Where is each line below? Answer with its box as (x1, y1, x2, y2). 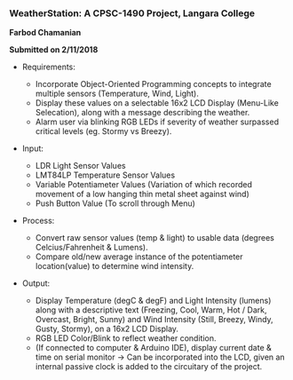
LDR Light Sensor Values (35, 161, 126, 171)
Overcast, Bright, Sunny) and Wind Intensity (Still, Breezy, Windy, (35, 314, 273, 325)
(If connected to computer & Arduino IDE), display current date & (35, 343, 273, 353)
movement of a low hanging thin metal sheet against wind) (35, 189, 250, 200)
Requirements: (21, 61, 75, 73)
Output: (21, 278, 51, 289)
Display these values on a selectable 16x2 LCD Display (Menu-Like (35, 98, 280, 108)
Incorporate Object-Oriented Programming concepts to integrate (35, 79, 273, 90)
